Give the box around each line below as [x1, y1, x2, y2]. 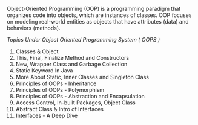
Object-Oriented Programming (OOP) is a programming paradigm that [7, 5, 181, 12]
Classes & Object [15, 48, 59, 55]
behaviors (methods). [7, 24, 61, 31]
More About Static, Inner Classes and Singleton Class [15, 74, 149, 80]
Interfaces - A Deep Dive [15, 112, 78, 119]
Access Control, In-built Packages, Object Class [15, 99, 136, 106]
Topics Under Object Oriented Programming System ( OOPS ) [7, 36, 160, 43]
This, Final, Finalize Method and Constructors [15, 54, 130, 61]
